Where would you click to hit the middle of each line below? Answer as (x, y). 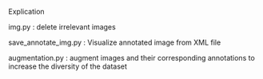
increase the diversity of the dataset (68, 66)
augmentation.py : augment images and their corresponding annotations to (132, 58)
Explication (27, 12)
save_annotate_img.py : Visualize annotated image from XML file (115, 42)
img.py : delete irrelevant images (62, 27)
